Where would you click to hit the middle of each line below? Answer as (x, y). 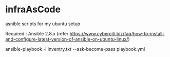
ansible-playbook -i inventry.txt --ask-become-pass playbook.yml (75, 49)
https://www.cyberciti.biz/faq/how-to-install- (117, 33)
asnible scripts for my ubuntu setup (43, 24)
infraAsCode (33, 9)
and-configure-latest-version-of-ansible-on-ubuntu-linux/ (67, 39)
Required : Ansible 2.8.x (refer (37, 33)
